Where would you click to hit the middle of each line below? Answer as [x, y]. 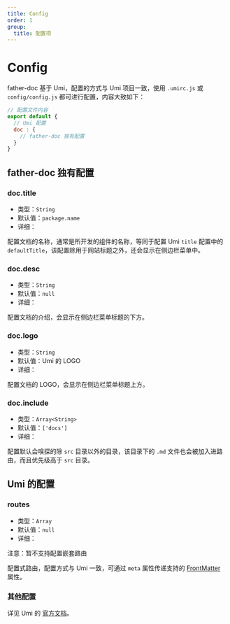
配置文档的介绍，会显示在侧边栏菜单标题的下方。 [78, 317]
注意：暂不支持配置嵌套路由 [47, 553]
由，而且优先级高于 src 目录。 [51, 460]
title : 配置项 [33, 33]
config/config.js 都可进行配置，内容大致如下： [76, 97]
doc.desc [24, 269]
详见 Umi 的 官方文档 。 [40, 613]
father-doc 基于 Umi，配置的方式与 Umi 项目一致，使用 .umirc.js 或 [106, 88]
